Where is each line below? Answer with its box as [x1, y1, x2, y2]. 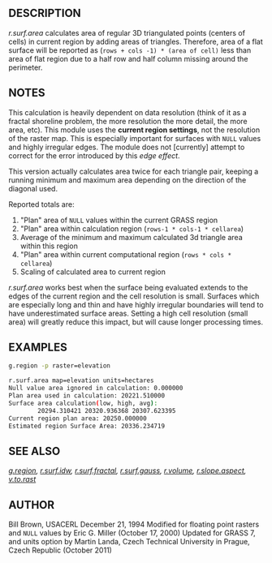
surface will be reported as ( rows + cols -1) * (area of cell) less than [8, 45, 252, 55]
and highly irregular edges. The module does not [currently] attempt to [8, 142, 245, 152]
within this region [19, 241, 79, 251]
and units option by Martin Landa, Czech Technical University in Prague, [8, 537, 250, 547]
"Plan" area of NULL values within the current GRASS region [19, 215, 218, 225]
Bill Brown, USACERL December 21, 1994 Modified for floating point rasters [8, 519, 260, 530]
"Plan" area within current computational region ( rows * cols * [19, 249, 232, 259]
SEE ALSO [8, 444, 61, 458]
